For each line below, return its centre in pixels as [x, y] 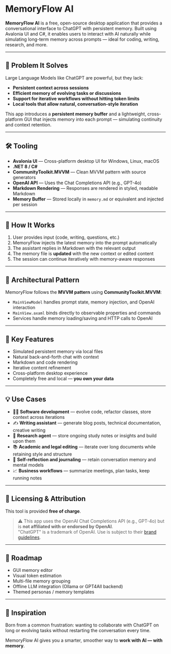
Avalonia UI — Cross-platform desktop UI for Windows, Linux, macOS [86, 161]
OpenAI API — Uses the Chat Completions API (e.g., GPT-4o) [77, 183]
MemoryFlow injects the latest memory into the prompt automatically [85, 243]
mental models [28, 465]
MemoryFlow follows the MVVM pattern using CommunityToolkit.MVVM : [83, 292]
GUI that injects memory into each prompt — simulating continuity [93, 119]
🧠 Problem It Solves [37, 66]
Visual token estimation [37, 576]
